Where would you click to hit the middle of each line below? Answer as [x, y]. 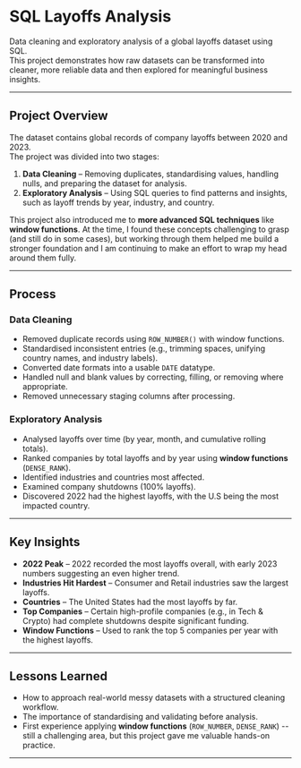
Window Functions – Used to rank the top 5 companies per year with [150, 630]
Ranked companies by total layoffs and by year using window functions [155, 457]
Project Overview [59, 116]
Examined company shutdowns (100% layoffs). [109, 486]
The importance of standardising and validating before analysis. [140, 717]
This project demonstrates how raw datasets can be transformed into [137, 60]
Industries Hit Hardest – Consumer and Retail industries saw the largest [155, 583]
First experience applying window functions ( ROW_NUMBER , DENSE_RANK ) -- [155, 726]
